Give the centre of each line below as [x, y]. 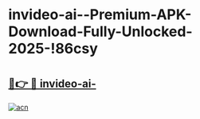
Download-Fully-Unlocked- [100, 32]
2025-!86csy [53, 49]
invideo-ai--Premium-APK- [100, 15]
